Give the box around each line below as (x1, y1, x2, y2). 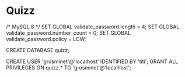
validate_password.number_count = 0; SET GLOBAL (6, 29, 131, 36)
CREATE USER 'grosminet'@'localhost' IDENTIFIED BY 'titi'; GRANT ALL (6, 58, 179, 65)
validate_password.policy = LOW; (6, 35, 86, 42)
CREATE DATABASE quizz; (6, 46, 70, 53)
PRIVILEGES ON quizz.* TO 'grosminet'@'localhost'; (6, 64, 131, 71)
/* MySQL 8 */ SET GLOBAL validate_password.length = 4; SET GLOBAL (6, 23, 180, 30)
